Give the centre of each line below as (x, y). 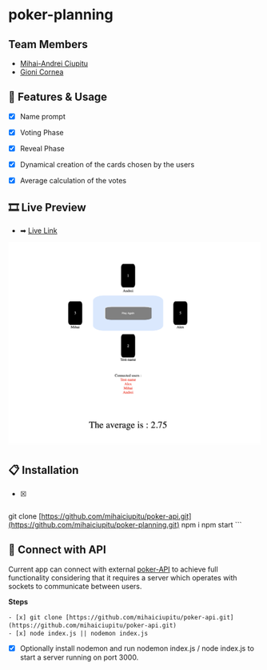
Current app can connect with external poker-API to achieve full (113, 569)
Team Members (48, 44)
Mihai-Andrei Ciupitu (54, 63)
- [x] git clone (35, 617)
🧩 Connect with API (57, 550)
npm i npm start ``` (211, 524)
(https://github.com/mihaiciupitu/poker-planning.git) (94, 524)
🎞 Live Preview (47, 207)
